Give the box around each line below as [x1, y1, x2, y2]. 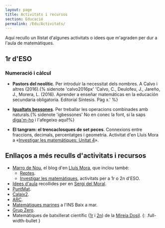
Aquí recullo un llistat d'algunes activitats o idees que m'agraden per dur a [5, 35, 158, 41]
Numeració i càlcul [5, 69, 51, 76]
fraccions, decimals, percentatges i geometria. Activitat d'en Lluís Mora [12, 131, 159, 137]
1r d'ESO [5, 54, 32, 63]
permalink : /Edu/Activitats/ [5, 21, 66, 26]
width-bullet [12, 218, 38, 224]
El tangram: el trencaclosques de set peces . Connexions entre [12, 126, 143, 132]
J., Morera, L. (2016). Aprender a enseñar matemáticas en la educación [12, 91, 159, 97]
